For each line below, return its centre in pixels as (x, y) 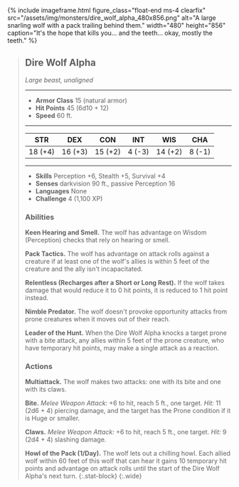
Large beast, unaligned (59, 80)
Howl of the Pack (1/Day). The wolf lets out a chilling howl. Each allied (128, 454)
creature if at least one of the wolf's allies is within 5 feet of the (117, 262)
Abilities (39, 217)
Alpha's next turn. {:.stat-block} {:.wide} (83, 476)
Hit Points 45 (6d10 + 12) (72, 108)
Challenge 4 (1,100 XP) (69, 198)
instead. (37, 298)
